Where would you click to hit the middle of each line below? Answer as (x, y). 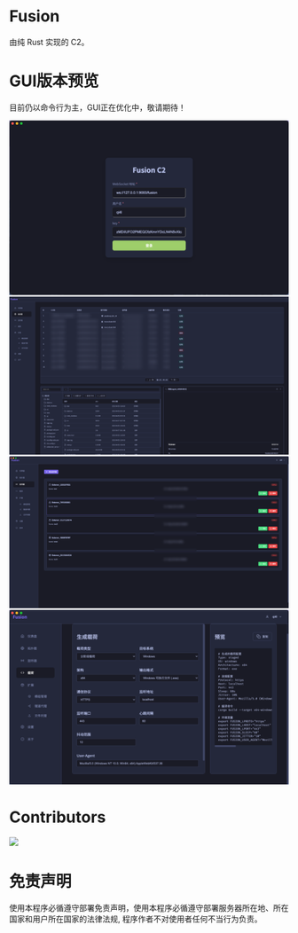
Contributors (58, 817)
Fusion (35, 16)
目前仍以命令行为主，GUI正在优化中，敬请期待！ (98, 107)
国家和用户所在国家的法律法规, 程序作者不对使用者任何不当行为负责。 (136, 919)
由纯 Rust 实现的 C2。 (49, 42)
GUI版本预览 (54, 81)
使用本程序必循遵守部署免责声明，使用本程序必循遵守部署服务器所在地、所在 (149, 907)
